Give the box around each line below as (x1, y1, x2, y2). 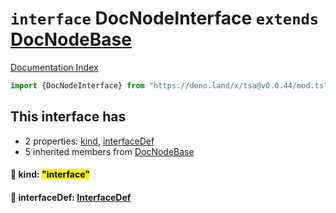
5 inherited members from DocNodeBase (24, 145, 195, 157)
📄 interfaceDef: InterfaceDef (10, 191, 132, 203)
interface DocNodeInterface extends (10, 7, 320, 30)
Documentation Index (10, 61, 99, 73)
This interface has (10, 108, 127, 126)
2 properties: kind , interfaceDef (24, 135, 155, 147)
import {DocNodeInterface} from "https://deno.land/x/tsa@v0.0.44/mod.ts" (10, 80, 329, 91)
